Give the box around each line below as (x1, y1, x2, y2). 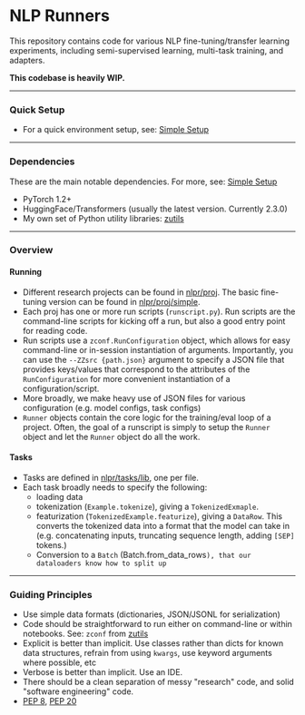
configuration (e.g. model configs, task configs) (22, 402, 202, 413)
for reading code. (22, 325, 88, 336)
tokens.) (35, 539, 67, 550)
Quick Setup (9, 103, 65, 116)
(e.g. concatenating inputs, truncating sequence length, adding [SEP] (35, 530, 295, 541)
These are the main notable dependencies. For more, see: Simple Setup (9, 176, 278, 187)
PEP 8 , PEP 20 (22, 696, 77, 707)
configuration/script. (22, 383, 100, 394)
